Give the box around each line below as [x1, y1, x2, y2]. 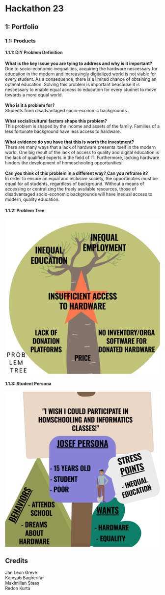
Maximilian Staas [5, 580, 39, 586]
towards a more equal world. [5, 92, 63, 97]
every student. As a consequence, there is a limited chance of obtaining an [5, 76, 157, 82]
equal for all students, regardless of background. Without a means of [5, 181, 144, 187]
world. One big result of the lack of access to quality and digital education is [5, 149, 159, 155]
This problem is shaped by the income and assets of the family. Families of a [5, 123, 160, 129]
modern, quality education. [5, 196, 60, 202]
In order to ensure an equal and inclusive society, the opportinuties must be [5, 175, 158, 181]
